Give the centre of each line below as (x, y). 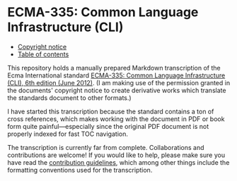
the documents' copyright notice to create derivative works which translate (117, 90)
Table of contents (43, 54)
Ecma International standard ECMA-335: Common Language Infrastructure (116, 75)
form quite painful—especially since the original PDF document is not (108, 126)
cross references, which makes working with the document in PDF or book (116, 119)
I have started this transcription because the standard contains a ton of (111, 111)
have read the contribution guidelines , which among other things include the (118, 162)
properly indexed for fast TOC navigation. (68, 134)
